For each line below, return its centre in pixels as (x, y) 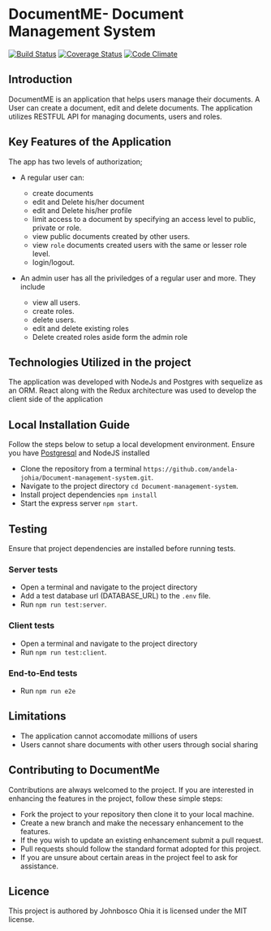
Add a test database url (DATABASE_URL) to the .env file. (115, 596)
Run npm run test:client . (63, 652)
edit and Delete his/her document (88, 202)
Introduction (41, 79)
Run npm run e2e (48, 690)
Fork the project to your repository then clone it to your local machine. (137, 814)
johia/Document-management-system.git (86, 478)
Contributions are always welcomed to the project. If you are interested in (131, 790)
